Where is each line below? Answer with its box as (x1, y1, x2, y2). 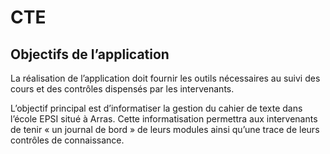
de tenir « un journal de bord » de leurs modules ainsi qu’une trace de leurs (10, 124, 320, 135)
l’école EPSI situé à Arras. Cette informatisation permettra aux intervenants (10, 113, 318, 125)
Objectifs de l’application (10, 46, 170, 63)
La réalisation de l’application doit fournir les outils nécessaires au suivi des (10, 72, 321, 84)
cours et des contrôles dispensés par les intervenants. (10, 83, 235, 95)
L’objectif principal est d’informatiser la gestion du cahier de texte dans (10, 102, 303, 114)
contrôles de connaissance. (10, 134, 125, 146)
